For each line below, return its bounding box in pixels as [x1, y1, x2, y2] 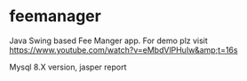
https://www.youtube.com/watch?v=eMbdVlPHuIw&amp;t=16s [9, 44, 238, 55]
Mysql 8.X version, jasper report [9, 62, 127, 72]
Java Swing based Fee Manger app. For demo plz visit [9, 35, 209, 46]
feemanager [9, 6, 102, 26]
